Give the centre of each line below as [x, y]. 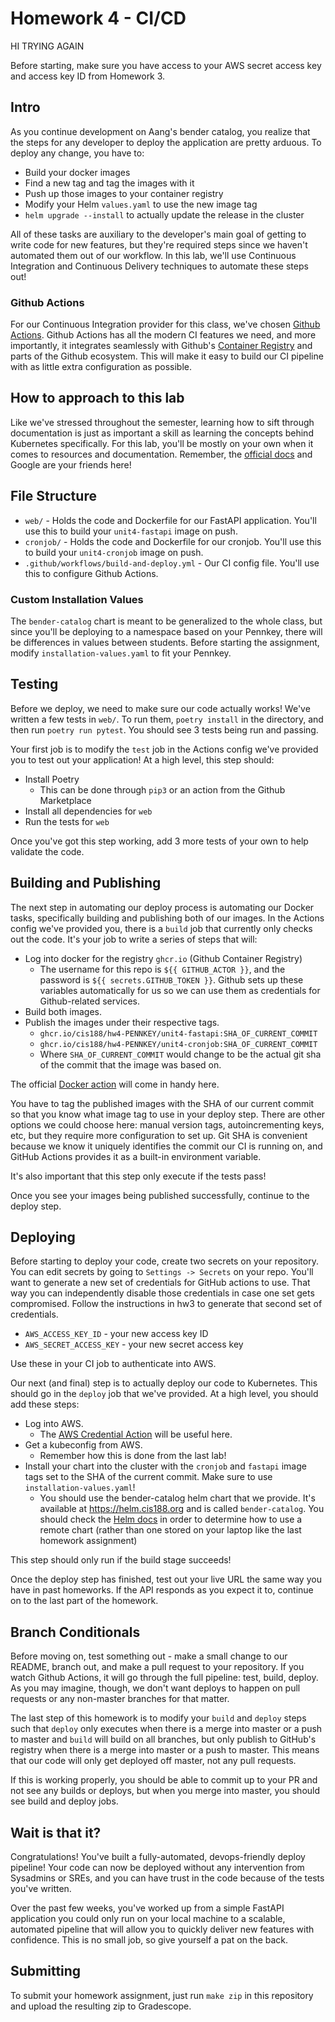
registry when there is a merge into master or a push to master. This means [165, 1750]
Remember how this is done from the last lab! [133, 1456]
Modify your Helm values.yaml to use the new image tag [141, 204]
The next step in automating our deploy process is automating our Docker [162, 907]
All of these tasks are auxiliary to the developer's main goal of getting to [158, 234]
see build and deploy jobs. [64, 1801]
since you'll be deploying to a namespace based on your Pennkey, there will [166, 631]
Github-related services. [90, 1001]
